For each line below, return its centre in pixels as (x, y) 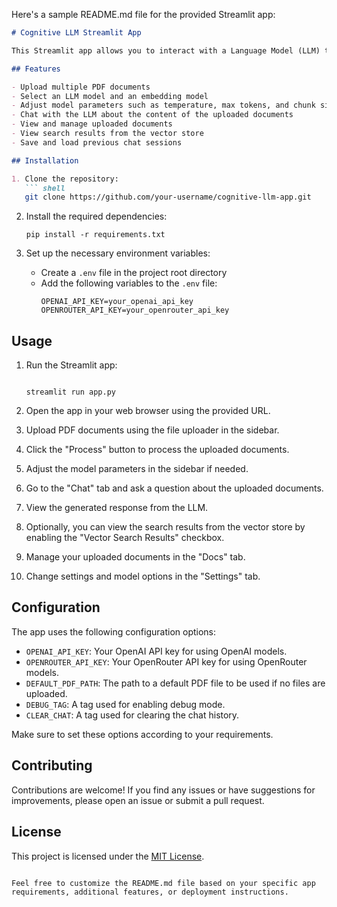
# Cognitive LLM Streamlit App (76, 33)
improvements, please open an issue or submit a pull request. (138, 800)
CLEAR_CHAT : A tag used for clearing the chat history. (132, 715)
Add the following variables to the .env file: (129, 283)
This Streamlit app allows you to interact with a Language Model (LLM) (166, 50)
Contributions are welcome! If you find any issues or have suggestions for (163, 790)
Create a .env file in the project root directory (134, 273)
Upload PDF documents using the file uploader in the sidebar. (152, 430)
